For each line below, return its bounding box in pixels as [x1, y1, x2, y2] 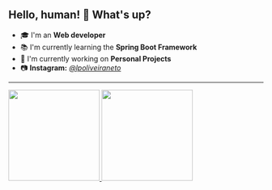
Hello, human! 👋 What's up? [8, 8, 151, 22]
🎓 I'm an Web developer [19, 30, 106, 40]
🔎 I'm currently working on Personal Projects [19, 53, 172, 63]
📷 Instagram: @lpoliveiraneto [19, 62, 121, 73]
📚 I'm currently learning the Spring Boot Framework [19, 42, 198, 52]
